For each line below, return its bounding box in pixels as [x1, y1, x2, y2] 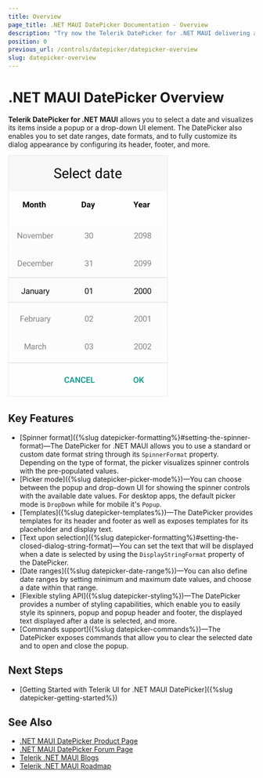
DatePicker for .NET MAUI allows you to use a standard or [64, 441, 251, 450]
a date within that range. [19, 583, 99, 592]
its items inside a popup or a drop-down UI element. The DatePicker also [8, 122, 243, 133]
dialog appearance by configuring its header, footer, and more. [8, 140, 211, 149]
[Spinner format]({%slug [19, 432, 99, 442]
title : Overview [8, 13, 61, 20]
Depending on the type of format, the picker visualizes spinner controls [19, 457, 250, 467]
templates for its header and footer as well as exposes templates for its [19, 516, 249, 525]
